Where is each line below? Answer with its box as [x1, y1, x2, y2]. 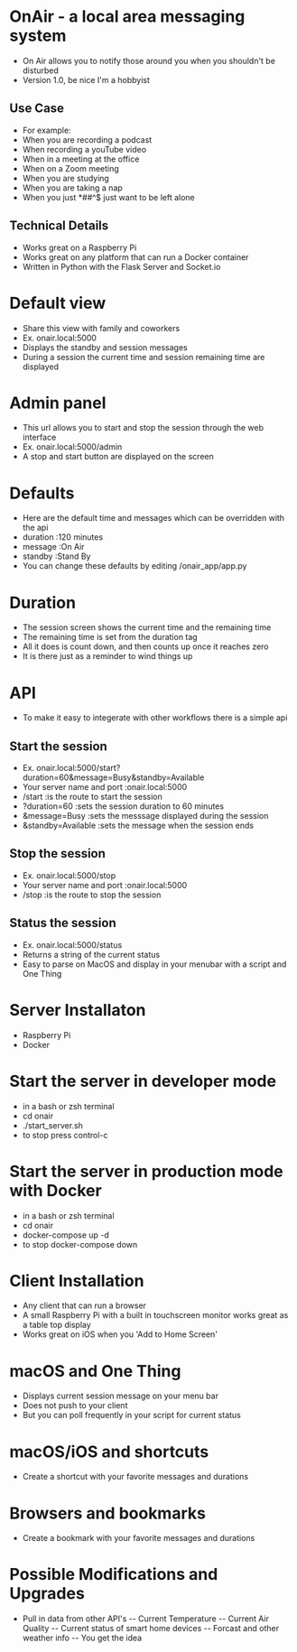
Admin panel [9, 393, 107, 413]
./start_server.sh [22, 1119, 84, 1130]
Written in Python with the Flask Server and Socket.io [22, 261, 221, 272]
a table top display [22, 1320, 92, 1331]
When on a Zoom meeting [22, 162, 119, 173]
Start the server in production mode [9, 1161, 283, 1182]
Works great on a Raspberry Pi [22, 242, 137, 253]
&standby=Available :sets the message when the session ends [22, 820, 255, 831]
